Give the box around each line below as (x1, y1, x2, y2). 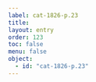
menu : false (8, 48, 47, 55)
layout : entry (8, 26, 55, 34)
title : (8, 19, 30, 27)
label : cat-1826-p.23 (8, 11, 79, 20)
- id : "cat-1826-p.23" (15, 62, 89, 70)
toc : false (8, 41, 44, 48)
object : (8, 55, 34, 63)
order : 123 (8, 33, 44, 41)
